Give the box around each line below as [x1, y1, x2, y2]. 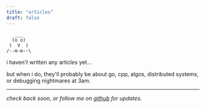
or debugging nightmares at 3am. [6, 77, 91, 84]
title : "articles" [6, 9, 53, 15]
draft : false [6, 15, 40, 21]
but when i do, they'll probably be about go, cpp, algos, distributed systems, [6, 70, 199, 77]
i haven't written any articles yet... [6, 58, 92, 66]
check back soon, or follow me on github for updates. [6, 94, 142, 102]
